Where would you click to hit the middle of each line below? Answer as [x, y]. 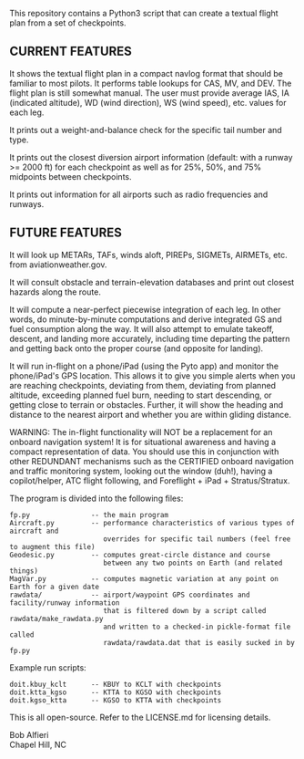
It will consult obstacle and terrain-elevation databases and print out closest [152, 282]
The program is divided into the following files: [96, 498]
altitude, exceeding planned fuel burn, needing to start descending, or [141, 395]
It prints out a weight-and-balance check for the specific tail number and [146, 130]
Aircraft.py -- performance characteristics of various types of [152, 523]
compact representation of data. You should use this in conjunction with [144, 452]
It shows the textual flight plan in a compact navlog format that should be [147, 73]
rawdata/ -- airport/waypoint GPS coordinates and [130, 595]
